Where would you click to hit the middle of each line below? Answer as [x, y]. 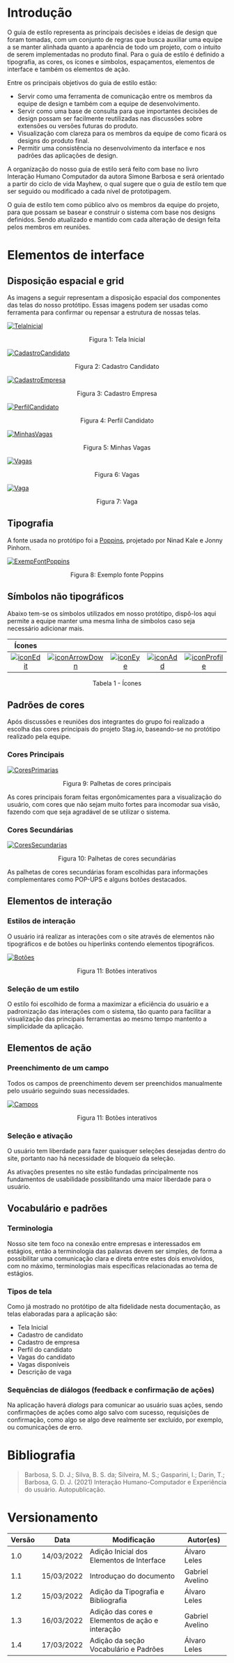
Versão [23, 1540]
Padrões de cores [46, 705]
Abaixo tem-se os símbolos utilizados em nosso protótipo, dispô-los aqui [112, 613]
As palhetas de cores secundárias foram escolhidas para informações [108, 872]
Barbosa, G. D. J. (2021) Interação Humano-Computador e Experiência [125, 1482]
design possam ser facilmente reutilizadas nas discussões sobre [110, 118]
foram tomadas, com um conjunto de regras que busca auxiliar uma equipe [115, 39]
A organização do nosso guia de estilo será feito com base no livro [103, 169]
